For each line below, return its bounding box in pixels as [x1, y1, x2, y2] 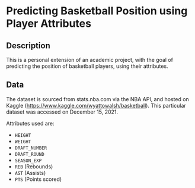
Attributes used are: [6, 120, 55, 127]
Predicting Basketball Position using [6, 4, 188, 18]
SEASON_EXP [14, 158, 42, 164]
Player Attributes [6, 17, 92, 30]
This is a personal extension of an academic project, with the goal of [6, 57, 174, 63]
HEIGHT [14, 132, 31, 138]
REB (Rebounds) [14, 162, 53, 170]
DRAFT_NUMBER [14, 145, 47, 151]
